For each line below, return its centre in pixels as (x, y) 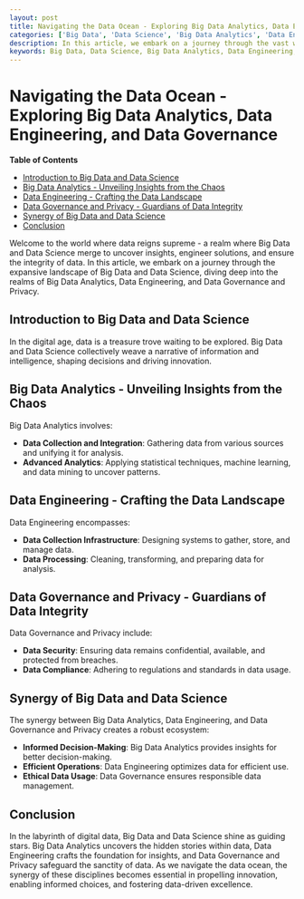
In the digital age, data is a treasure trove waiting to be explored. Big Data (146, 342)
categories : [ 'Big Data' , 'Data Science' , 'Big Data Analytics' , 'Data (147, 34)
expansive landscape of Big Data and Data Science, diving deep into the (144, 272)
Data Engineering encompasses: (70, 522)
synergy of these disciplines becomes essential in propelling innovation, (144, 875)
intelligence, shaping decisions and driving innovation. (111, 361)
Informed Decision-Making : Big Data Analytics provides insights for (150, 748)
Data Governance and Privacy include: (81, 633)
